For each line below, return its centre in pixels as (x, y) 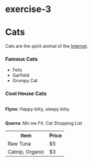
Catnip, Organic (26, 151)
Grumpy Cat (25, 81)
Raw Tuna (19, 143)
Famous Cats (21, 59)
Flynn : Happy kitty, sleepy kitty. (38, 109)
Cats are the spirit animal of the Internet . (47, 46)
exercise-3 (28, 9)
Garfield (21, 75)
